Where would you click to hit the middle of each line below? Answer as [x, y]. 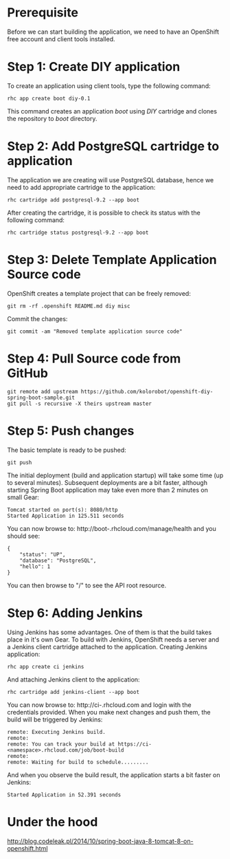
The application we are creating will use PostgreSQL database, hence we [111, 180]
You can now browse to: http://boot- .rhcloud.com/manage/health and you [112, 528]
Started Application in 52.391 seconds [64, 795]
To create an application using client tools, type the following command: [109, 86]
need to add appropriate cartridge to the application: [81, 187]
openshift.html [27, 848]
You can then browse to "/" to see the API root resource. [87, 585]
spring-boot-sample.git [41, 398]
